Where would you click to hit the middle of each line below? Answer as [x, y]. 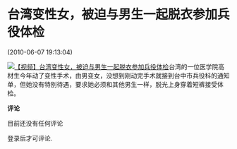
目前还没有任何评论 [35, 123]
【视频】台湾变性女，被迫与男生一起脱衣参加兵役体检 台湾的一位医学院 [116, 66]
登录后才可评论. [30, 138]
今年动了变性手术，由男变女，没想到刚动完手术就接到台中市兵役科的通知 [124, 76]
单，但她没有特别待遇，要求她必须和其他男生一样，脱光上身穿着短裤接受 [112, 84]
